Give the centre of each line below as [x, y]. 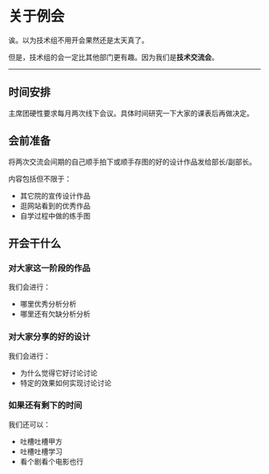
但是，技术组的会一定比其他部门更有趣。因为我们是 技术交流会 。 [113, 57]
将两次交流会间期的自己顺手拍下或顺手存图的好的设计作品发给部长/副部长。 [132, 162]
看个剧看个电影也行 [52, 461]
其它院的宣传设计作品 [55, 195]
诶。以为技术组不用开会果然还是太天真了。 [78, 40]
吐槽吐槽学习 [41, 451]
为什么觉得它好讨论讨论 [58, 372]
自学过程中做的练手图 [55, 215]
